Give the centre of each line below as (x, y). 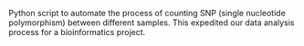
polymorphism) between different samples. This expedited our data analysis (152, 23)
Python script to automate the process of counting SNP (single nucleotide (147, 13)
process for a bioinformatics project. (77, 32)
